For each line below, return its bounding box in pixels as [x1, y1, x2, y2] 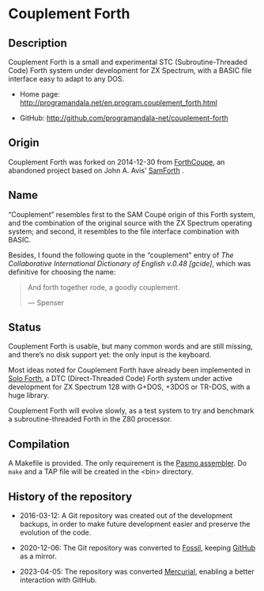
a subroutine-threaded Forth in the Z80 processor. [8, 414, 172, 424]
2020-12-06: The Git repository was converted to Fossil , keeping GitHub [19, 543, 255, 553]
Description [8, 36, 67, 50]
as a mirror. [19, 551, 57, 561]
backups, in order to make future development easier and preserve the [19, 520, 251, 529]
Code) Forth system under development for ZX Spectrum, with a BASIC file [8, 66, 252, 75]
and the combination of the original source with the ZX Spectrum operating [8, 218, 253, 227]
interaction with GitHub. [19, 575, 97, 585]
